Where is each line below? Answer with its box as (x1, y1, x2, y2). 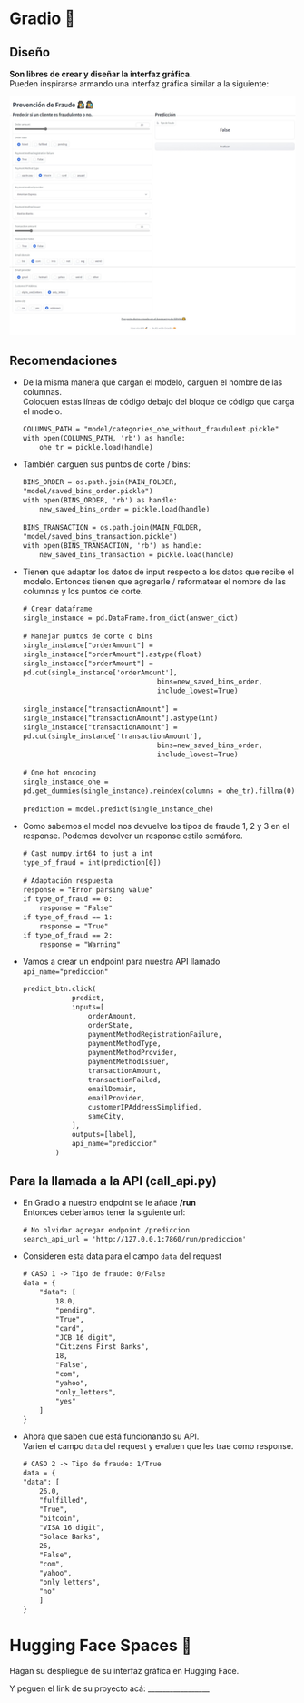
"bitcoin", (39, 1514, 81, 1523)
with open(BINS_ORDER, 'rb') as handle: (22, 496, 178, 505)
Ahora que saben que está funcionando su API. (22, 1431, 200, 1442)
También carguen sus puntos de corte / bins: (22, 459, 191, 470)
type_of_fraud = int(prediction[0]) (22, 858, 162, 867)
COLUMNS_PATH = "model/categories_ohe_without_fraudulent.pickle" (22, 425, 279, 434)
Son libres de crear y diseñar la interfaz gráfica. (9, 68, 193, 79)
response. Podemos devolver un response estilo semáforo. (22, 830, 243, 841)
